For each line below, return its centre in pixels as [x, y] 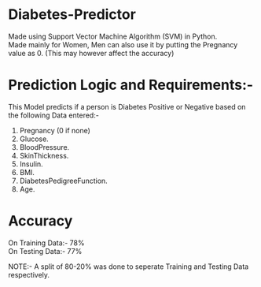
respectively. [29, 274]
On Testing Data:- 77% [45, 251]
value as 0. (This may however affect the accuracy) [91, 53]
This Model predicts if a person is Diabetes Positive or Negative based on [127, 106]
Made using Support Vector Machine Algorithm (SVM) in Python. [113, 36]
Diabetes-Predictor [72, 15]
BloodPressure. [44, 147]
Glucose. [34, 139]
